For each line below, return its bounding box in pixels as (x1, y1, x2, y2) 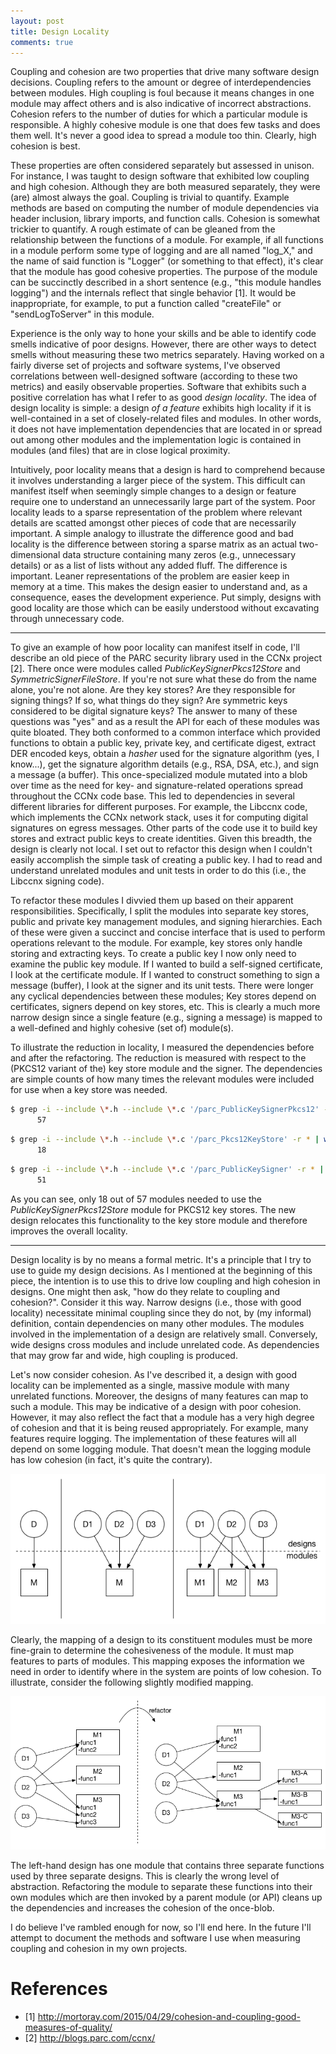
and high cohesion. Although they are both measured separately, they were (10, 181, 321, 193)
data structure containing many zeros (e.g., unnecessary (62, 549, 297, 561)
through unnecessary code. (10, 613, 125, 625)
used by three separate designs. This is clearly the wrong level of (10, 1870, 280, 1882)
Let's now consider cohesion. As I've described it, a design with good (10, 1368, 298, 1380)
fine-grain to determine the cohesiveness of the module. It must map (10, 1645, 295, 1657)
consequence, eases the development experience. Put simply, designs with (10, 591, 322, 604)
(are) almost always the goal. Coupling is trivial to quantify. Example (10, 191, 290, 204)
